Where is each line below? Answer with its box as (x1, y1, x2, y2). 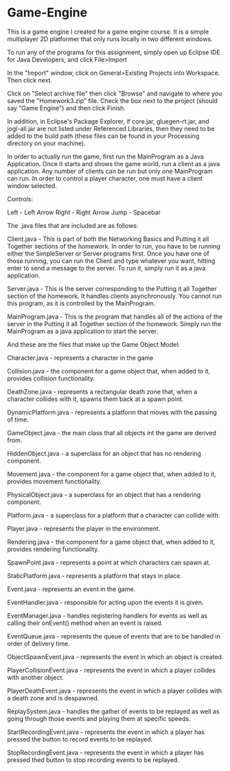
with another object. (7, 673, 64, 681)
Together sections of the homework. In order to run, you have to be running (7, 242, 221, 250)
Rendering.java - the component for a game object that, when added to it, (7, 538, 216, 546)
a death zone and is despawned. (7, 693, 100, 702)
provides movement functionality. (7, 477, 102, 485)
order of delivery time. (7, 639, 70, 647)
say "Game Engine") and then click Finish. (7, 104, 126, 112)
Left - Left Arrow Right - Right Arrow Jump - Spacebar (7, 208, 161, 216)
